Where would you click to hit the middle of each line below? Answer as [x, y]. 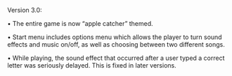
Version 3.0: [25, 10]
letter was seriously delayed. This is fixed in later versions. [92, 65]
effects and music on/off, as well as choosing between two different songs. [116, 44]
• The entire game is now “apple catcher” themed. [80, 23]
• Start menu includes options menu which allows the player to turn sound [115, 37]
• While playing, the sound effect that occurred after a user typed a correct [116, 58]
